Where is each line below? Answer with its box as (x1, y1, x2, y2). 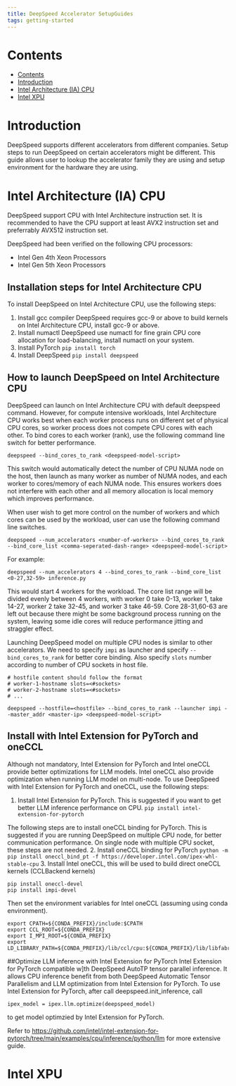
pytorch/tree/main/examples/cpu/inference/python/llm (7, 1034, 165, 1042)
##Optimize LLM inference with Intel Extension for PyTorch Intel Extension (7, 956, 222, 965)
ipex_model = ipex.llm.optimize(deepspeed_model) (7, 1000, 156, 1007)
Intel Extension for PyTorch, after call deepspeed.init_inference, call (7, 987, 202, 995)
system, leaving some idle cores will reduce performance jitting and (7, 617, 204, 625)
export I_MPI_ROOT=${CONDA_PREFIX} (7, 932, 112, 940)
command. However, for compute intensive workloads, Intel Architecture (7, 408, 217, 417)
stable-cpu (7, 860, 39, 868)
